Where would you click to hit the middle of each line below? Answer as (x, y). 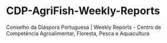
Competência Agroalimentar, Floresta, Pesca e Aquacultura (78, 33)
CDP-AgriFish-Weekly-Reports (83, 11)
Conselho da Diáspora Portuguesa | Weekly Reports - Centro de (84, 27)
